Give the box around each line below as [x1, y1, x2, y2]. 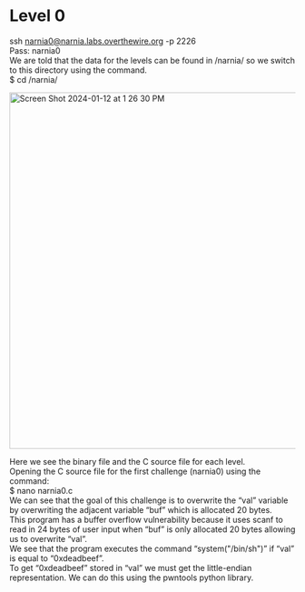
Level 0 [9, 5, 66, 26]
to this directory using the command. [9, 65, 148, 75]
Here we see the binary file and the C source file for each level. [9, 456, 246, 467]
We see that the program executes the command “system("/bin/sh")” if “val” [9, 543, 295, 554]
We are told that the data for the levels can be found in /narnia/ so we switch [9, 55, 295, 65]
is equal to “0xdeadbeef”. [9, 552, 104, 564]
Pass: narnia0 [9, 45, 61, 55]
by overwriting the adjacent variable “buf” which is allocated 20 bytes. [9, 504, 272, 515]
